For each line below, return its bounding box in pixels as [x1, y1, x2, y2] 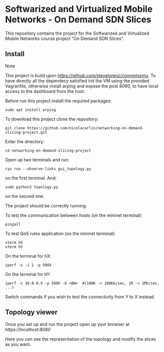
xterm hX [5, 240, 23, 245]
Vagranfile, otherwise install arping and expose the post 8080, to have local [5, 83, 159, 89]
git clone [5, 125, 26, 130]
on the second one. [5, 193, 45, 199]
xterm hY [5, 244, 23, 249]
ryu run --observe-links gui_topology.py [5, 166, 92, 171]
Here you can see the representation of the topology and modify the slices [5, 336, 156, 342]
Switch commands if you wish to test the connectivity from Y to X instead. [5, 294, 155, 300]
